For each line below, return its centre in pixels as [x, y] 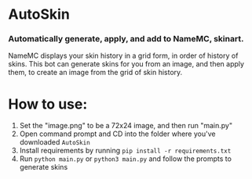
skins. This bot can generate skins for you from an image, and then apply [126, 64]
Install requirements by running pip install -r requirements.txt [125, 151]
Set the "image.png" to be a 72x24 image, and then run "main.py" [126, 126]
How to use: [48, 104]
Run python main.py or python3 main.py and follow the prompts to [125, 159]
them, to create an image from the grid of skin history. [95, 73]
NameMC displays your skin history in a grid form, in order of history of [123, 55]
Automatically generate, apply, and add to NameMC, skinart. [126, 39]
